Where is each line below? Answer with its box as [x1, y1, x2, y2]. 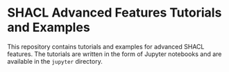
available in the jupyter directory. [7, 57, 103, 65]
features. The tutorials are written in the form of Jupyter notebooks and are [7, 50, 222, 58]
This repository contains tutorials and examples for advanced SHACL [7, 42, 205, 51]
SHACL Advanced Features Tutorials [7, 5, 222, 21]
